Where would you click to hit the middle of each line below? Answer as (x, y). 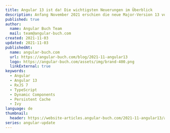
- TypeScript (24, 90)
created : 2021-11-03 (27, 38)
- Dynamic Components (33, 95)
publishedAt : (19, 48)
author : (13, 24)
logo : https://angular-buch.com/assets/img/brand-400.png (72, 62)
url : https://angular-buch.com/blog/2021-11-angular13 (69, 57)
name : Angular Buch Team (36, 29)
